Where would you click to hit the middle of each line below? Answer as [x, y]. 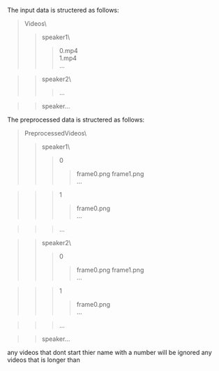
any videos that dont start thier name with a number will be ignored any [110, 352]
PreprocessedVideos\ [55, 133]
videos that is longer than [44, 360]
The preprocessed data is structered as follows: [76, 119]
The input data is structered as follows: [63, 10]
